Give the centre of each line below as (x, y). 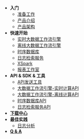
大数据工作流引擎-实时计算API (48, 88)
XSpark (25, 63)
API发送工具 (30, 82)
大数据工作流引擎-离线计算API (48, 94)
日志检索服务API (34, 107)
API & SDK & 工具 (28, 75)
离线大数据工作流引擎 (39, 45)
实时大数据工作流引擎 (39, 39)
